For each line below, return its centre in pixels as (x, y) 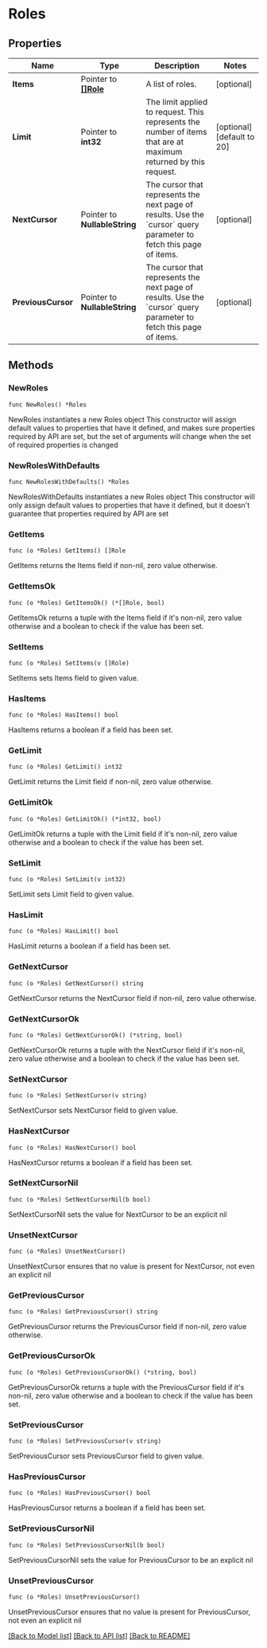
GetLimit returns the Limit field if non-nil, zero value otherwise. (110, 782)
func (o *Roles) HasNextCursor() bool (72, 1148)
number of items (176, 132)
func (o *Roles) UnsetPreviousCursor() (74, 1597)
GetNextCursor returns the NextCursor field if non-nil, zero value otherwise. (132, 998)
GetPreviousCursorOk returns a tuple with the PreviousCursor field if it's (126, 1387)
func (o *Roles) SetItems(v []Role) (69, 663)
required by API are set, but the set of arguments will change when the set (130, 436)
